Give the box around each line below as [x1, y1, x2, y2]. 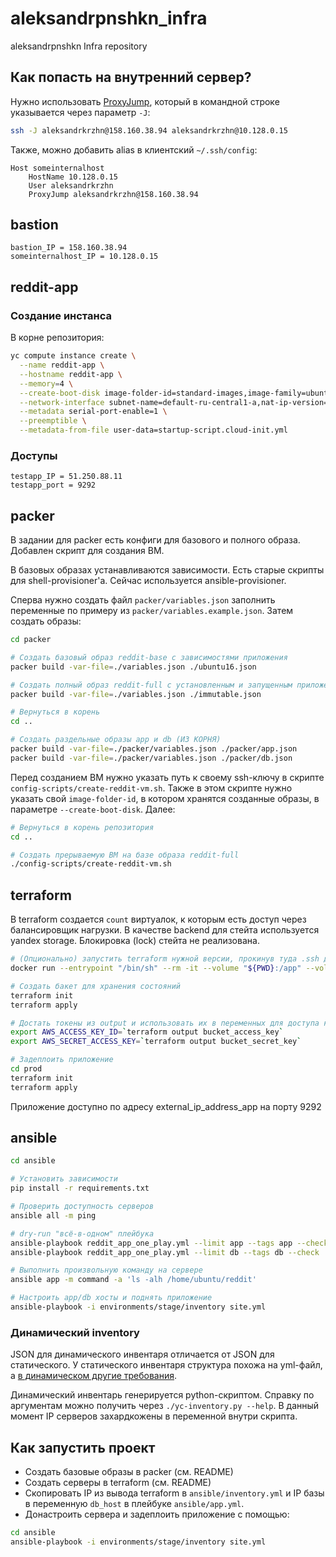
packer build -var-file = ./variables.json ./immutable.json [10, 689, 262, 699]
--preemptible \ [19, 416, 87, 426]
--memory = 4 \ [19, 378, 74, 389]
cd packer [10, 635, 52, 645]
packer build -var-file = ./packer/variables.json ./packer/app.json [10, 744, 298, 754]
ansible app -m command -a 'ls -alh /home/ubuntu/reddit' [10, 1275, 257, 1285]
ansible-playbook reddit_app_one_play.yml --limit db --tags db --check [10, 1247, 320, 1257]
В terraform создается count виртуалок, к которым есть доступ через [10, 913, 307, 926]
